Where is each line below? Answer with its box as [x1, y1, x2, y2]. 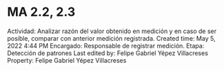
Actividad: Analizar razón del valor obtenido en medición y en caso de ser [7, 27, 217, 35]
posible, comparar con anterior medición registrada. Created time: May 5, [7, 34, 216, 42]
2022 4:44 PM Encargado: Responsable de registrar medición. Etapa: [7, 41, 205, 50]
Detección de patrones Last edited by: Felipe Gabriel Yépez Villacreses [7, 49, 209, 57]
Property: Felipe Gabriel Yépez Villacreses [7, 56, 127, 64]
